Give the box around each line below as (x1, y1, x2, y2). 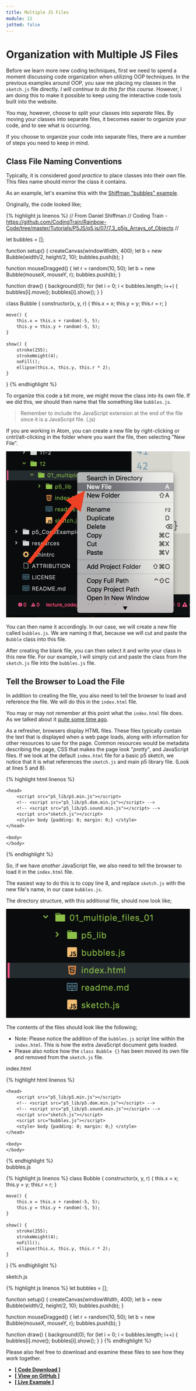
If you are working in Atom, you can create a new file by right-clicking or (6, 427, 180, 434)
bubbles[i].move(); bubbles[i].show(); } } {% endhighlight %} (6, 1337, 152, 1344)
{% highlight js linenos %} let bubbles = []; (6, 1284, 108, 1292)
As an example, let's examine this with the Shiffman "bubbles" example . (6, 190, 179, 197)
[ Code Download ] (14, 1366, 61, 1373)
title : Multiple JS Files (6, 9, 69, 15)
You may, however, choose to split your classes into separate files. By (6, 109, 174, 116)
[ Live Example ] (14, 1379, 54, 1386)
